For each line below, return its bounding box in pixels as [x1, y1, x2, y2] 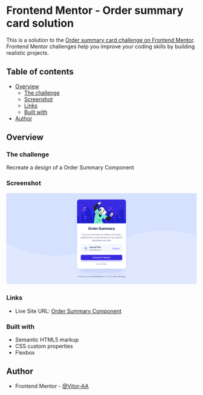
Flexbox [14, 349, 35, 356]
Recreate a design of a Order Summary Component [6, 164, 134, 171]
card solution [6, 16, 74, 30]
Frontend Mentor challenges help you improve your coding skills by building [6, 43, 195, 50]
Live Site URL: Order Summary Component [14, 307, 122, 314]
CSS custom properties [14, 342, 74, 350]
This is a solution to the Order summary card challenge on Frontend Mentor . [6, 36, 195, 43]
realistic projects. [6, 49, 50, 56]
